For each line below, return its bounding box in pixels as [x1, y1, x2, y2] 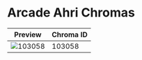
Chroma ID [52, 30, 88, 39]
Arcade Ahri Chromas [7, 5, 136, 21]
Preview [13, 30, 42, 39]
